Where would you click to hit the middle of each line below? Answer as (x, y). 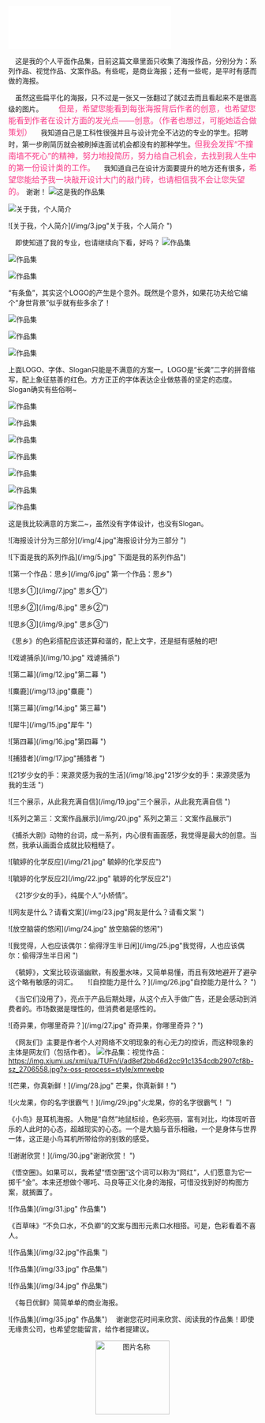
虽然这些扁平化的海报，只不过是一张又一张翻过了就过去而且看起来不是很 (132, 97)
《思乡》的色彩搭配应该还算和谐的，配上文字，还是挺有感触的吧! (113, 641)
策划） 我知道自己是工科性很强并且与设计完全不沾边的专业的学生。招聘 (128, 132)
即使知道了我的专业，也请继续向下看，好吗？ (87, 243)
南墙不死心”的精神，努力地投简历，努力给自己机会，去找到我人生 (129, 156)
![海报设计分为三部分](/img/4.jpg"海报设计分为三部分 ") (97, 540)
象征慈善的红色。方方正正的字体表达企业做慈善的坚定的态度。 (136, 379)
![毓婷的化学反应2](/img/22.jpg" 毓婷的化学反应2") (90, 878)
